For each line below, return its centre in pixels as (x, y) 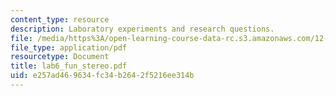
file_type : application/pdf (69, 47)
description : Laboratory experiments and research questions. (142, 29)
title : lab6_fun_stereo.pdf (69, 66)
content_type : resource (60, 19)
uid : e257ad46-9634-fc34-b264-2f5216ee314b (102, 76)
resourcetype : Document (60, 57)
